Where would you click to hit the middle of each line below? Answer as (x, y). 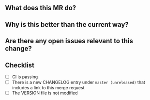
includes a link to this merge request (48, 88)
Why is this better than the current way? (67, 25)
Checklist (20, 65)
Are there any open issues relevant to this (69, 41)
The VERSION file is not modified (45, 93)
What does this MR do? (41, 8)
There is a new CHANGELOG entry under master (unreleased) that (78, 83)
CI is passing (25, 77)
